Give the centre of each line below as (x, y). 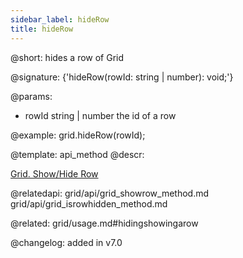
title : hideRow (42, 29)
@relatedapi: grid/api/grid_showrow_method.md (110, 193)
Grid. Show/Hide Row (54, 173)
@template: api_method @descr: (77, 154)
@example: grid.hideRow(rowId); (78, 135)
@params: (31, 96)
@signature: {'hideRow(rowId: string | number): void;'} (122, 77)
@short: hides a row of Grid (67, 57)
